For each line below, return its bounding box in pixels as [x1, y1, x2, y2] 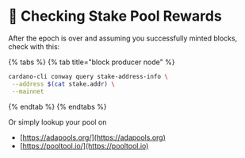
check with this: [8, 41, 60, 51]
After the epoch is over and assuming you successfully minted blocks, [8, 33, 238, 43]
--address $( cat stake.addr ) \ [11, 79, 115, 88]
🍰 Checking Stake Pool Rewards [8, 7, 222, 25]
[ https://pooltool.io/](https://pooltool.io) [19, 141, 149, 150]
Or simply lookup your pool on [8, 117, 107, 126]
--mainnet [11, 87, 44, 95]
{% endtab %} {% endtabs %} [8, 102, 107, 111]
